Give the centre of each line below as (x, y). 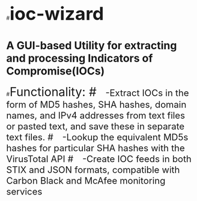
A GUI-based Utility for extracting (92, 46)
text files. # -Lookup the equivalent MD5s (97, 137)
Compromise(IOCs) (56, 71)
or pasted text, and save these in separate (95, 126)
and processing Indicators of (80, 58)
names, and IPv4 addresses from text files (95, 115)
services (24, 191)
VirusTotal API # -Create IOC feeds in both (99, 159)
